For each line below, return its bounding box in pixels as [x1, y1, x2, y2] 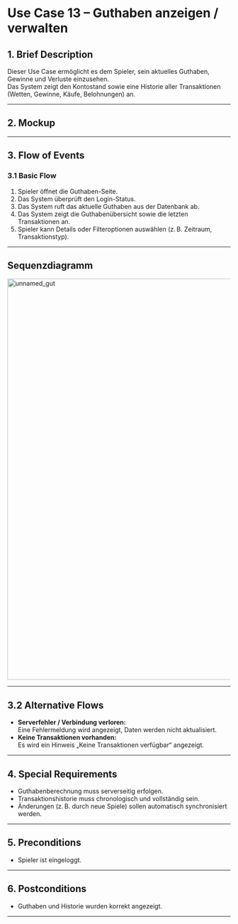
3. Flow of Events [7, 149, 85, 161]
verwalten [7, 20, 69, 36]
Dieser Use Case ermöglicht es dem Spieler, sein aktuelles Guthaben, [7, 68, 210, 75]
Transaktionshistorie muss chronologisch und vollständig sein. [17, 794, 200, 802]
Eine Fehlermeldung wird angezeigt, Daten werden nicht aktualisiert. [17, 726, 217, 734]
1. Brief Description [7, 48, 93, 60]
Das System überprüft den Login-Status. [17, 194, 136, 203]
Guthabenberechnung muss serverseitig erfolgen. [17, 787, 164, 795]
